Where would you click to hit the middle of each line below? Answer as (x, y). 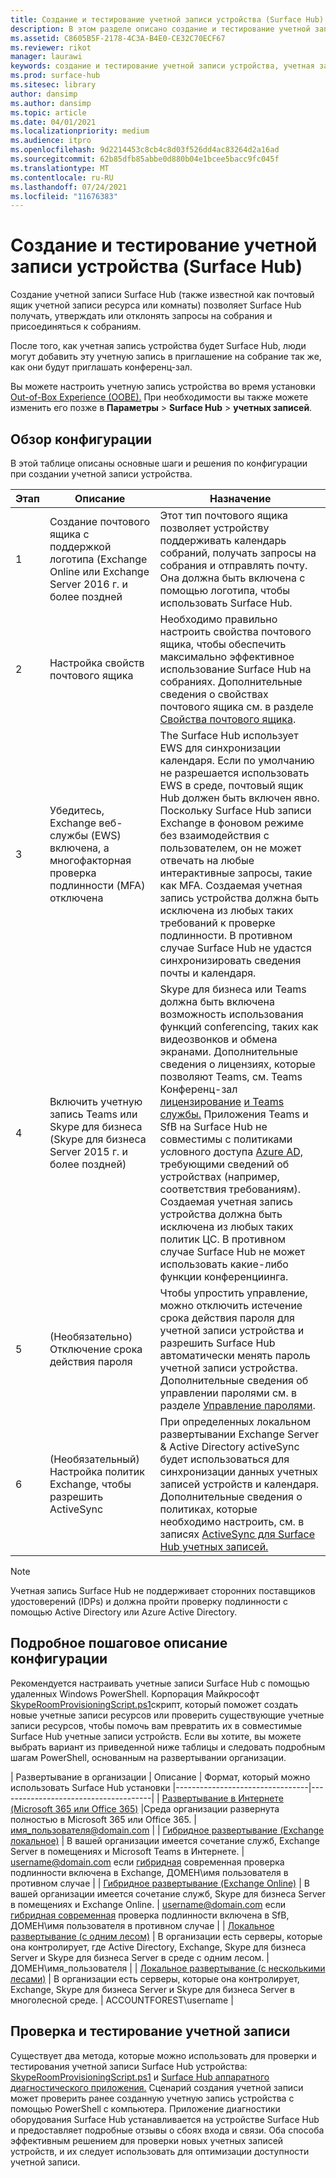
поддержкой (80, 546)
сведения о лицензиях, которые (237, 1064)
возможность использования (231, 1014)
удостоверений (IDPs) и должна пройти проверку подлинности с (149, 1601)
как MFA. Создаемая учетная (231, 885)
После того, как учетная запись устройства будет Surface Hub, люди (158, 346)
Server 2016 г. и (88, 584)
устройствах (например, (219, 1176)
